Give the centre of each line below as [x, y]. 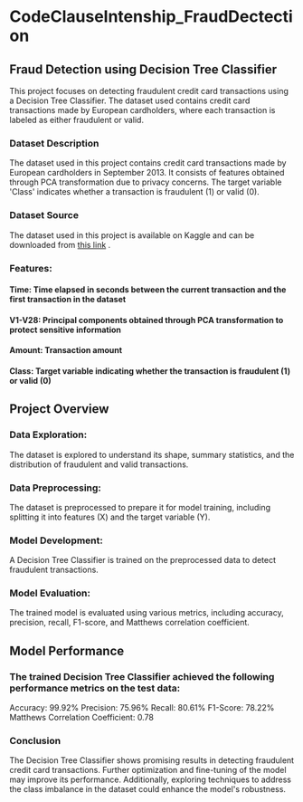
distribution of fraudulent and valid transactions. [99, 464]
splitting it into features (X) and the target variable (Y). [110, 517]
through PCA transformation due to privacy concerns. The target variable [146, 182]
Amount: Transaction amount [66, 350]
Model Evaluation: [50, 593]
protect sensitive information [66, 329]
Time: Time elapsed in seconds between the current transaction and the [148, 290]
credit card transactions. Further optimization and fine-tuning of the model [148, 770]
